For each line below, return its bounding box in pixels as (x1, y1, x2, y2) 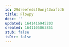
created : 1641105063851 (5, 25, 53, 30)
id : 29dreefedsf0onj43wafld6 (5, 7, 64, 12)
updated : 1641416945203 (5, 21, 53, 26)
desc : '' (5, 16, 23, 21)
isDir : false (5, 35, 32, 40)
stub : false (5, 30, 29, 35)
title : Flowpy (5, 12, 34, 17)
